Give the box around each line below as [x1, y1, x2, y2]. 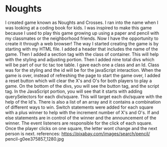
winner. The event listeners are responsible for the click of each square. [5, 120, 153, 126]
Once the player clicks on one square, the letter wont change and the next [5, 125, 158, 131]
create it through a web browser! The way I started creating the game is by [5, 40, 159, 46]
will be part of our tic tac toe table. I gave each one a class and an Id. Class [5, 62, 160, 68]
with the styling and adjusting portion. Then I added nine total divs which [5, 56, 155, 62]
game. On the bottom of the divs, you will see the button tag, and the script [5, 83, 160, 89]
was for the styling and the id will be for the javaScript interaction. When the [5, 67, 161, 73]
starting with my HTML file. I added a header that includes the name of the [5, 46, 158, 52]
